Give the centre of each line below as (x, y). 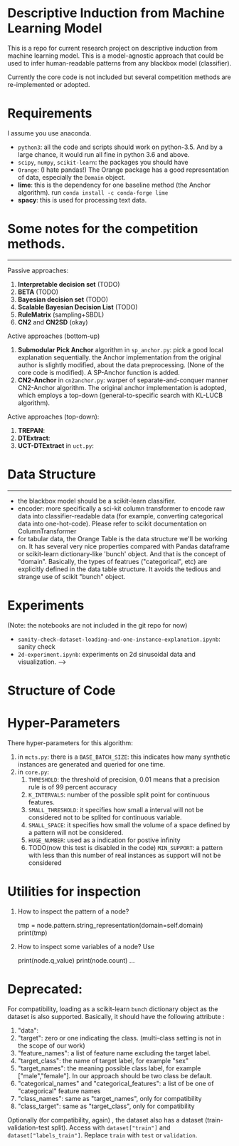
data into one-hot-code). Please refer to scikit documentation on (112, 523)
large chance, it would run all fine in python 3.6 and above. (103, 154)
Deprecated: (45, 989)
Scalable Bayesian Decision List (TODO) (78, 307)
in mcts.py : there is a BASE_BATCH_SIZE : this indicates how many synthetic (124, 757)
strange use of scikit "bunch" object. (71, 576)
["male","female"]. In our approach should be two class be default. (115, 1075)
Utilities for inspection (74, 891)
